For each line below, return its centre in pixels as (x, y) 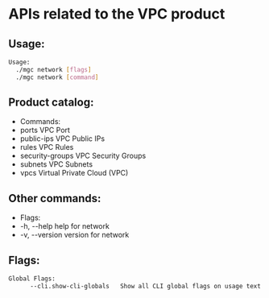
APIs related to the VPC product (117, 14)
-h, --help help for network (65, 226)
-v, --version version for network (74, 235)
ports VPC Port (45, 130)
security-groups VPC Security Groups (83, 156)
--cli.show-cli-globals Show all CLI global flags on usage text (145, 286)
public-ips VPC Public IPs (62, 139)
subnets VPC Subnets (56, 164)
